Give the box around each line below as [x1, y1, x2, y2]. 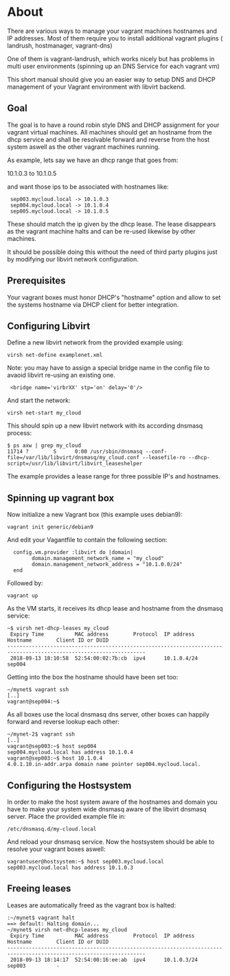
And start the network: [7, 396, 71, 405]
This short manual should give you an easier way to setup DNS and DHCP [7, 75, 216, 83]
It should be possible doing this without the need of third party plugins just [7, 248, 218, 256]
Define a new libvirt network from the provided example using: [7, 338, 184, 347]
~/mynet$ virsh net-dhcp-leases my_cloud [7, 926, 128, 933]
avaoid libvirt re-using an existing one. [7, 371, 115, 380]
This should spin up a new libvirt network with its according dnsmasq [7, 421, 203, 430]
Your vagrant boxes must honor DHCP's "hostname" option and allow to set [7, 293, 221, 301]
